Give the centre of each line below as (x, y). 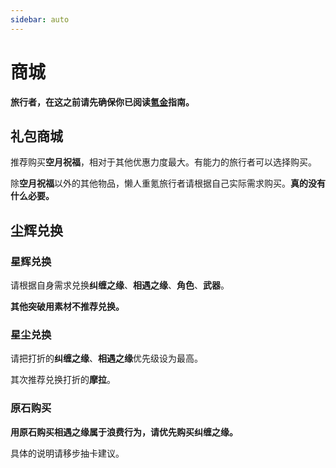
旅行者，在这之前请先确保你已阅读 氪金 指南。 (102, 102)
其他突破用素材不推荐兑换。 (67, 307)
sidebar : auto (40, 19)
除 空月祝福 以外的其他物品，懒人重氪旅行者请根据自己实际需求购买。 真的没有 (168, 183)
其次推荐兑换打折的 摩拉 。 (63, 380)
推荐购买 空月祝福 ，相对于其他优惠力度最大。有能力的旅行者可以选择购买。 (163, 162)
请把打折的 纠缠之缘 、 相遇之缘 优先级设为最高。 (106, 358)
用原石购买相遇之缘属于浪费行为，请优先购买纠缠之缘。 (124, 432)
